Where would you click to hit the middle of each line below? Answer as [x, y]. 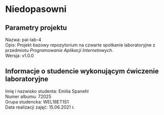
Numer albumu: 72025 [28, 96]
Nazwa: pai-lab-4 [23, 39]
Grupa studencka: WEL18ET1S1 [37, 101]
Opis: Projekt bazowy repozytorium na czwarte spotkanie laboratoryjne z [80, 45]
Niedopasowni [36, 9]
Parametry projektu [36, 28]
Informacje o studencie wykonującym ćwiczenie [82, 71]
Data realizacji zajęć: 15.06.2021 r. [40, 107]
